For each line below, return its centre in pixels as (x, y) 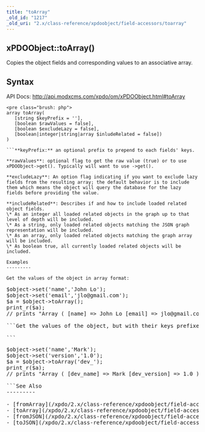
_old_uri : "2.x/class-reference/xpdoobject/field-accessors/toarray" (97, 23)
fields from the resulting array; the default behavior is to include (98, 182)
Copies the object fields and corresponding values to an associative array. (100, 63)
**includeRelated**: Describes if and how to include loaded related (97, 204)
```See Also (24, 386)
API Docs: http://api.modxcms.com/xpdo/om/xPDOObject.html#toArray (96, 96)
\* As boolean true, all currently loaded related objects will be (94, 246)
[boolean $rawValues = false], (54, 124)
